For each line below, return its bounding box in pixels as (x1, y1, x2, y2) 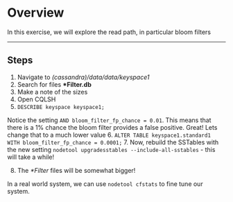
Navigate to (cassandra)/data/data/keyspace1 (17, 73, 150, 81)
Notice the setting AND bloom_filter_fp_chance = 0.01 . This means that (7, 116, 212, 124)
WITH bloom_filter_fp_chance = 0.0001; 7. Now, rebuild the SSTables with (7, 137, 219, 146)
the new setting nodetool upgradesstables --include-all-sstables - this (7, 145, 216, 153)
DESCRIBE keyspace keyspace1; (17, 103, 105, 110)
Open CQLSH (17, 95, 56, 103)
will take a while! (7, 153, 55, 161)
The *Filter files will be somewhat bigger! (17, 166, 136, 174)
